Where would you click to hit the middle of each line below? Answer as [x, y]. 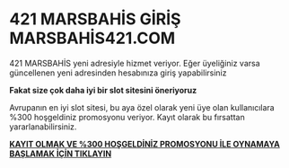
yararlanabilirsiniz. [43, 127]
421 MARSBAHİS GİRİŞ [95, 19]
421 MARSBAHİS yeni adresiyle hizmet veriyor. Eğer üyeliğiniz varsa [135, 63]
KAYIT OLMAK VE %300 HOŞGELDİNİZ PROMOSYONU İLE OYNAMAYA [145, 144]
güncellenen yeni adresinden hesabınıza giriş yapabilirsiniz [118, 73]
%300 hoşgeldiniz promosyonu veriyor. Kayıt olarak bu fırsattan [127, 117]
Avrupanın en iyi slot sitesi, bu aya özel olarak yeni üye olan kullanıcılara [142, 107]
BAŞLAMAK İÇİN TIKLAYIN [61, 154]
